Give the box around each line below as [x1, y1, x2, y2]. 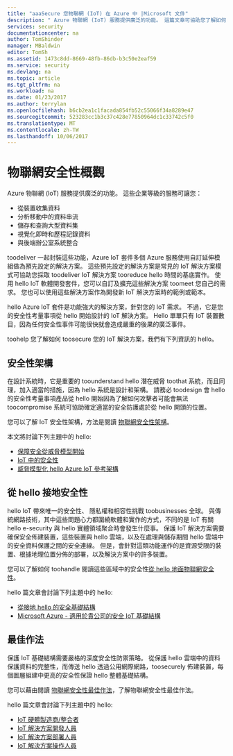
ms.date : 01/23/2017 [7, 94, 67, 101]
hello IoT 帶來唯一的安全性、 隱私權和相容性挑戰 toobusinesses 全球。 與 [7, 506, 215, 514]
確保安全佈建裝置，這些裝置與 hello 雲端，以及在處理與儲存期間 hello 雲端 [7, 532, 218, 541]
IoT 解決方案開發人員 [17, 723, 77, 732]
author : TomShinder [7, 36, 64, 43]
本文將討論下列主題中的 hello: [7, 432, 92, 441]
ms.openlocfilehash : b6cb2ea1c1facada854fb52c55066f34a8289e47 [7, 107, 194, 114]
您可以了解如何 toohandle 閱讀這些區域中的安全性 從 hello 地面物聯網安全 [7, 564, 215, 573]
